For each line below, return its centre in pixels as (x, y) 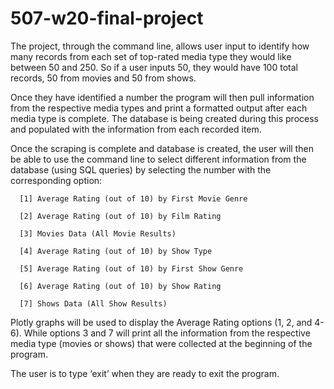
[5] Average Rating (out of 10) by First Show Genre (131, 268)
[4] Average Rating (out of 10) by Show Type (116, 251)
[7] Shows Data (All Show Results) (93, 303)
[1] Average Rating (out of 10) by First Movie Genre (133, 198)
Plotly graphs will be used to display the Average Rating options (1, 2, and (161, 322)
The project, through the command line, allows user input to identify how (160, 46)
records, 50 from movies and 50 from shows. (103, 78)
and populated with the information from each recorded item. (136, 129)
